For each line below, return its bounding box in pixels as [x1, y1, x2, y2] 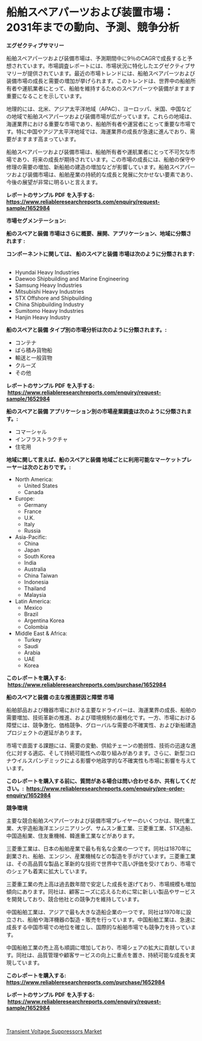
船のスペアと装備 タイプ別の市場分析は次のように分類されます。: [6, 326, 167, 333]
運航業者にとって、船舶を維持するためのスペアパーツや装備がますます [22, 85, 195, 92]
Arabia [24, 649, 41, 656]
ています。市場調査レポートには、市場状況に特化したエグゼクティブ [22, 62, 191, 69]
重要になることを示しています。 [6, 92, 86, 100]
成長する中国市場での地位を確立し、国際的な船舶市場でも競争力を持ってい [6, 923, 191, 930]
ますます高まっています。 [16, 135, 80, 143]
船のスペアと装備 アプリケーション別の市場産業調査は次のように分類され [6, 407, 187, 414]
